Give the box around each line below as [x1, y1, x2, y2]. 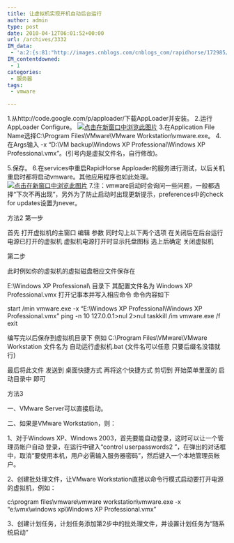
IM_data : [7, 43, 33, 50]
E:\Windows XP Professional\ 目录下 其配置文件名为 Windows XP [7, 282, 193, 290]
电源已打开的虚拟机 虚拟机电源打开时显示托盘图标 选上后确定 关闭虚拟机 [7, 237, 214, 246]
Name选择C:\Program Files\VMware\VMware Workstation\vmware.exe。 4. [7, 132, 221, 140]
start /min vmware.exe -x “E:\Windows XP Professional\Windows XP [7, 304, 203, 313]
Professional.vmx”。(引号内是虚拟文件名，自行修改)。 [7, 149, 162, 158]
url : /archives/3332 [7, 36, 68, 43]
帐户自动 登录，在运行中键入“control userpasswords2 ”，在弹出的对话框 [19, 442, 226, 451]
